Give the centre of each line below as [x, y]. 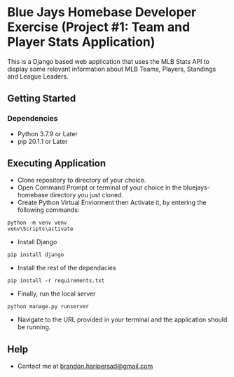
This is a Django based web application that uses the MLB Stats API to [109, 61]
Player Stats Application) [81, 42]
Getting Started [42, 99]
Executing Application [57, 163]
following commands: [48, 210]
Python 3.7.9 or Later [48, 133]
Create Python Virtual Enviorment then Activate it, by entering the [112, 203]
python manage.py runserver [48, 307]
